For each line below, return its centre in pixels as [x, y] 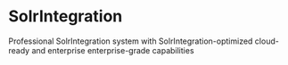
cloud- [267, 41]
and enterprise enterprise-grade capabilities [113, 50]
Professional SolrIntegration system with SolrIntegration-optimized [131, 41]
